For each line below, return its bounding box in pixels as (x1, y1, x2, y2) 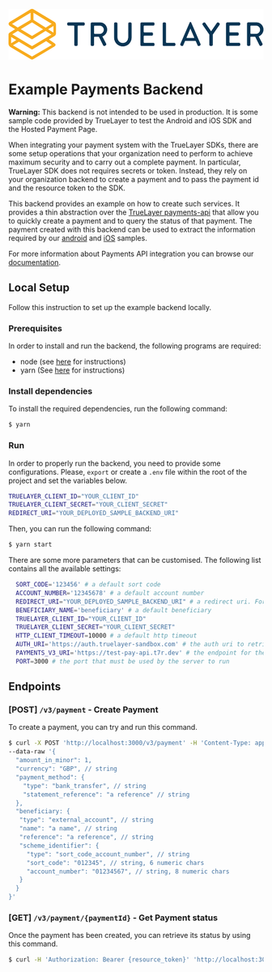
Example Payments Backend (8, 80, 204, 99)
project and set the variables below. (8, 475, 128, 485)
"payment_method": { (15, 773, 85, 782)
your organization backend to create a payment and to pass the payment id (8, 174, 259, 184)
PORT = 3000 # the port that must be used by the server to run (15, 657, 230, 665)
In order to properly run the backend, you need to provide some (8, 458, 221, 468)
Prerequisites (8, 322, 62, 334)
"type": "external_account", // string (19, 816, 154, 825)
